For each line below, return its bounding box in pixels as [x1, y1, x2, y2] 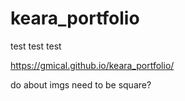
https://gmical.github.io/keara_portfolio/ [10, 59, 175, 71]
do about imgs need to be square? [10, 78, 152, 91]
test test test [10, 40, 62, 52]
